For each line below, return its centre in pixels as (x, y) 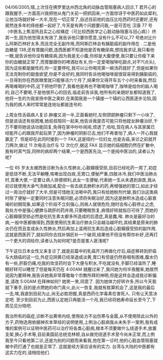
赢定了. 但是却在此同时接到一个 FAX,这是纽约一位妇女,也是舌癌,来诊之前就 (79, 139)
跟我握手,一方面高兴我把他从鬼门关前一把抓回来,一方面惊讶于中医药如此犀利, (81, 13)
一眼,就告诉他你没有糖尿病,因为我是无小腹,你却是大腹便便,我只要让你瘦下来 (80, 56)
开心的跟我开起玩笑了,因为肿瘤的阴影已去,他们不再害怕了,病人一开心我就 (86, 133)
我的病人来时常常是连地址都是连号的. (46, 104)
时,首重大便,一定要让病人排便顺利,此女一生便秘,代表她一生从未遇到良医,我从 (81, 180)
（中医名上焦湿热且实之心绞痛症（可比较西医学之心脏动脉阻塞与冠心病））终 (81, 31)
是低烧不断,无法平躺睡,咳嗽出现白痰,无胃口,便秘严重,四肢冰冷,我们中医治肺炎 (81, 174)
